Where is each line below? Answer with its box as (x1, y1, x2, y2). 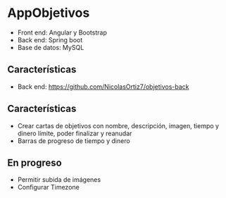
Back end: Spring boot (17, 35, 83, 44)
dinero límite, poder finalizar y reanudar (17, 129, 132, 137)
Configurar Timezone (17, 183, 80, 192)
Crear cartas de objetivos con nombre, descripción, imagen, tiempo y (17, 121, 220, 130)
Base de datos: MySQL (17, 43, 84, 51)
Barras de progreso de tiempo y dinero (17, 136, 130, 145)
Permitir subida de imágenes (17, 175, 101, 184)
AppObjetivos (7, 5, 90, 21)
